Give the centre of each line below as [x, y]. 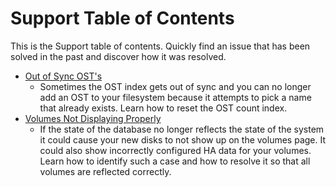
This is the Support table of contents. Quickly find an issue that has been [160, 46]
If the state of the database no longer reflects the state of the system [182, 129]
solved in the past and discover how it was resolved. [118, 56]
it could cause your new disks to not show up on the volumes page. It [183, 139]
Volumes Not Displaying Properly [93, 118]
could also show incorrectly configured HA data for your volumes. [175, 150]
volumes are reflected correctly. [105, 171]
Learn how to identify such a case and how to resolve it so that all [175, 161]
